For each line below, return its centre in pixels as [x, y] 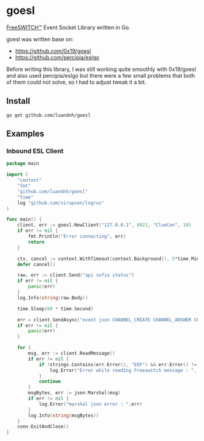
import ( [17, 175]
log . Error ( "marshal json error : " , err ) [90, 404]
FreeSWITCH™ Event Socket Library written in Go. [68, 27]
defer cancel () [36, 264]
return [36, 242]
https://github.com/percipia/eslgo [57, 57]
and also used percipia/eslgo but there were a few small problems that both [101, 75]
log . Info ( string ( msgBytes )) [63, 415]
